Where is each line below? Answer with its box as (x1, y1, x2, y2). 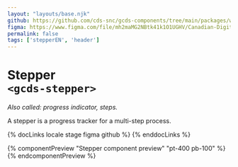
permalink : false (7, 30, 59, 38)
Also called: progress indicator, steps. (7, 103, 118, 112)
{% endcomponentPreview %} (7, 151, 96, 160)
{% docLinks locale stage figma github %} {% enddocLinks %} (7, 130, 191, 139)
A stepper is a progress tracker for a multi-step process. (7, 117, 171, 125)
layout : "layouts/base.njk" (7, 10, 91, 18)
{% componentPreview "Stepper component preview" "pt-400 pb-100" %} (7, 144, 226, 153)
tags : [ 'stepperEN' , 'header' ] (7, 37, 100, 44)
